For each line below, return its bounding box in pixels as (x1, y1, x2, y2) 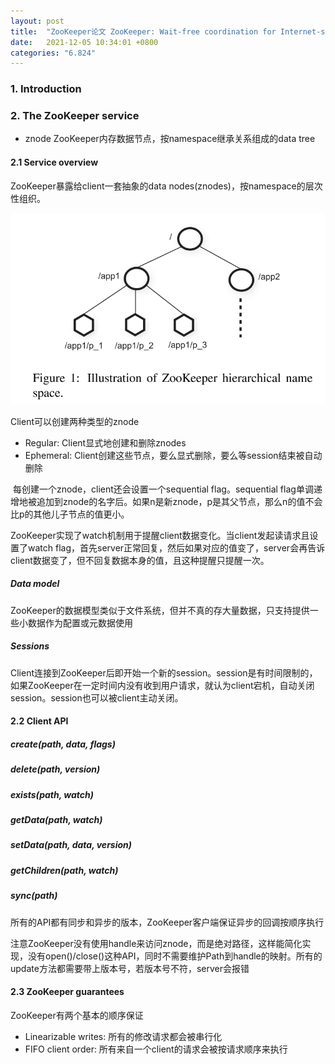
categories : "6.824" (10, 48, 97, 58)
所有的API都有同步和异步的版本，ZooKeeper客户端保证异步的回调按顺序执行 (10, 916, 325, 928)
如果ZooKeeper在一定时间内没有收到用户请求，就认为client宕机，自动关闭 (10, 679, 315, 691)
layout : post (10, 16, 65, 26)
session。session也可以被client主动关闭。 (10, 691, 184, 704)
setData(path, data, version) (10, 839, 132, 851)
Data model (10, 578, 60, 590)
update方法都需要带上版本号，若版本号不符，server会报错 (10, 962, 250, 974)
